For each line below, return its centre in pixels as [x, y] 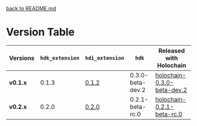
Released [171, 50]
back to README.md [31, 8]
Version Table [40, 32]
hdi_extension [104, 58]
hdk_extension [60, 58]
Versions [22, 58]
